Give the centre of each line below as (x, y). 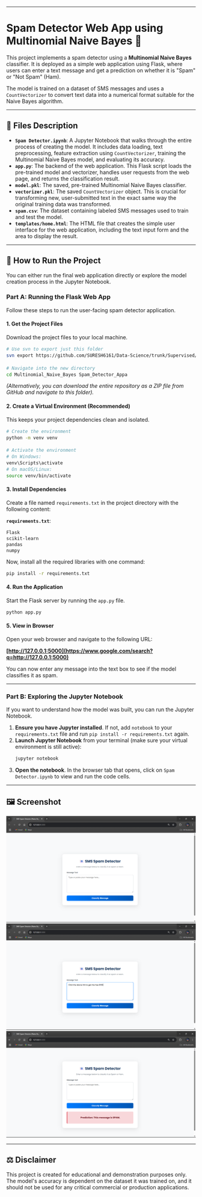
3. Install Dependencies (36, 489)
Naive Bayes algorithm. (35, 101)
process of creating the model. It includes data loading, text (89, 146)
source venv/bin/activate (38, 476)
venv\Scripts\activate (35, 463)
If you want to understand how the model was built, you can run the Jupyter (100, 710)
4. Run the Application (35, 587)
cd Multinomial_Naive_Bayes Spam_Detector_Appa (67, 374)
